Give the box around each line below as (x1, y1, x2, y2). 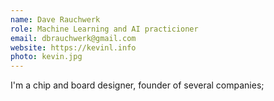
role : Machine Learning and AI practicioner (10, 24, 199, 34)
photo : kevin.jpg (10, 52, 83, 62)
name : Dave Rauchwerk (10, 14, 101, 25)
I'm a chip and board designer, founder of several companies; (10, 79, 265, 91)
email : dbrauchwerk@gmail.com (10, 33, 137, 43)
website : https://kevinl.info (10, 42, 137, 53)
